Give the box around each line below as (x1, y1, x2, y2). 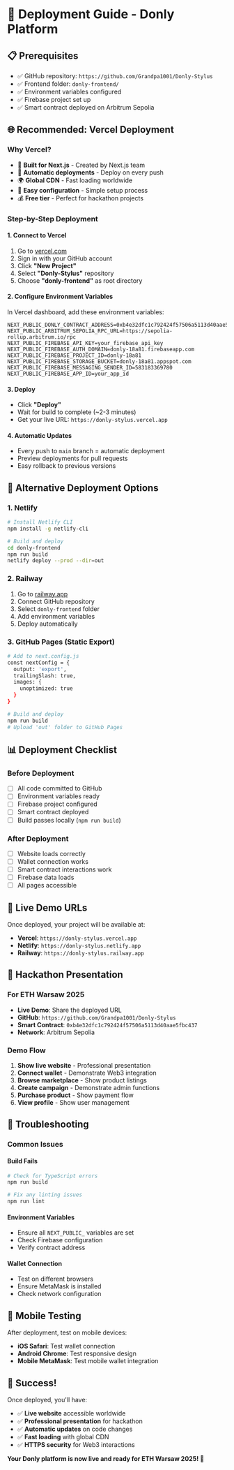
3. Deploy (7, 385, 36, 393)
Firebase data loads (17, 873, 75, 882)
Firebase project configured (17, 800, 97, 809)
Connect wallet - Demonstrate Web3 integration (17, 1068, 157, 1077)
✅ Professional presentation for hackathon (17, 1417, 143, 1425)
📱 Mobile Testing (7, 1309, 81, 1322)
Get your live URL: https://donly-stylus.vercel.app (17, 416, 169, 424)
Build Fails (7, 1156, 38, 1165)
